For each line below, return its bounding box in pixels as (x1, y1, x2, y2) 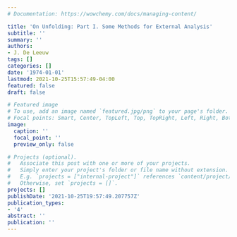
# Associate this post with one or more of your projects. (7, 160, 191, 167)
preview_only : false (13, 140, 74, 148)
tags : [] (7, 56, 33, 63)
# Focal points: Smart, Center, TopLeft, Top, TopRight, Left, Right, (7, 114, 219, 122)
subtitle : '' (7, 30, 46, 37)
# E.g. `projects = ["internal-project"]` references (7, 174, 175, 181)
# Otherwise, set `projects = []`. (7, 180, 119, 187)
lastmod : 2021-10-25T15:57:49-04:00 (7, 75, 115, 83)
